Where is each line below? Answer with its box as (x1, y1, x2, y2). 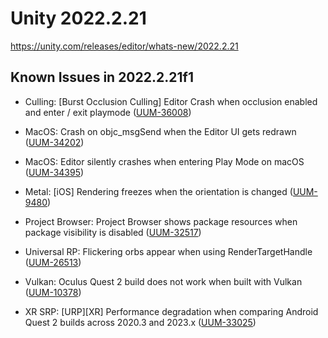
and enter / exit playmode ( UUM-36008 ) (24, 106, 192, 118)
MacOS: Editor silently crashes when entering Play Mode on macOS (24, 155, 305, 167)
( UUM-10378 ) (24, 286, 82, 298)
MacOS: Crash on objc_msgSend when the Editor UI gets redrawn (24, 125, 297, 137)
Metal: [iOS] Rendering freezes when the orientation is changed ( (24, 185, 293, 197)
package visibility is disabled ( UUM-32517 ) (24, 226, 202, 238)
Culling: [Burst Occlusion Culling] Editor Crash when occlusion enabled (24, 95, 318, 107)
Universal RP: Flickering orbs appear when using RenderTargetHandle (24, 245, 313, 257)
